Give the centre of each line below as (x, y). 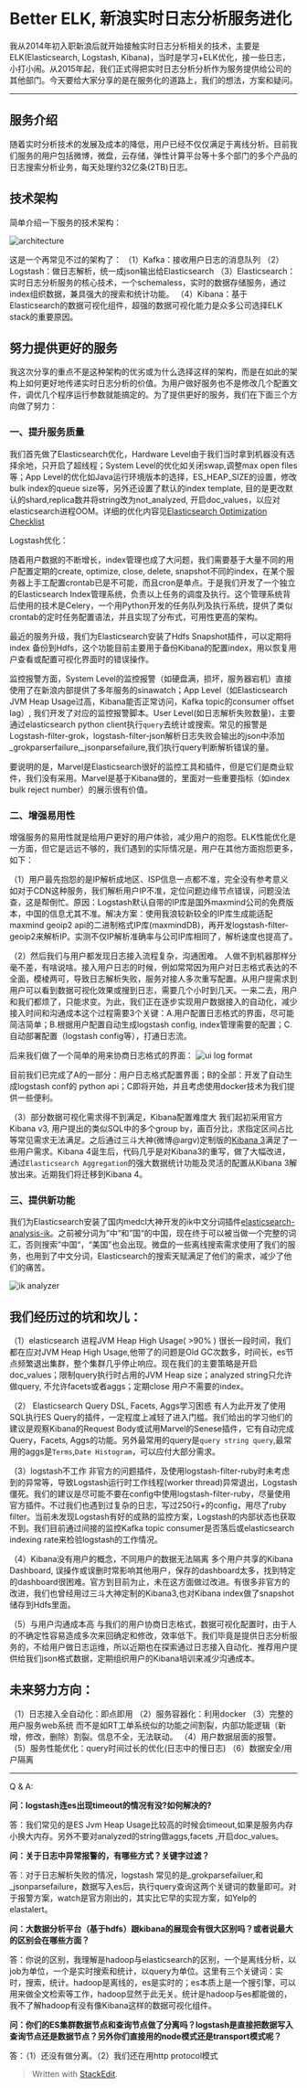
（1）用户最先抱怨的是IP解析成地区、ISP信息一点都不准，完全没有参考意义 (149, 879)
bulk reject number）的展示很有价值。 (81, 789)
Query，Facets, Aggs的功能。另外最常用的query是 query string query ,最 (147, 1440)
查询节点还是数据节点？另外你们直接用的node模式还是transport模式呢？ (146, 2036)
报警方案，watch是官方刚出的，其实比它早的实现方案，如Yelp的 (137, 1898)
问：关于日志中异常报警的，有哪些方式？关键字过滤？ (110, 1855)
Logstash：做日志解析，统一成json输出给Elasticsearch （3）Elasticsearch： (153, 271)
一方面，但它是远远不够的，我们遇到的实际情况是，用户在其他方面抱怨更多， (153, 848)
